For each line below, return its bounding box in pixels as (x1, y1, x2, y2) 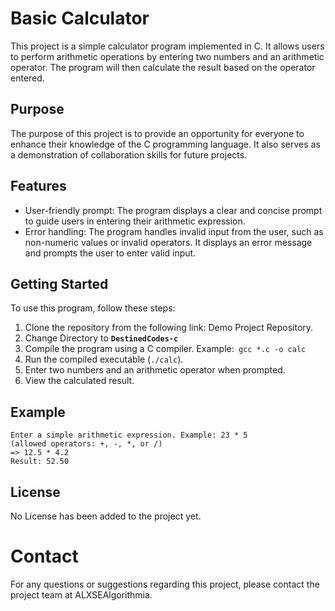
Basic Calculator (10, 7, 150, 30)
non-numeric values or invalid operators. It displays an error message (24, 236, 313, 248)
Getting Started (10, 275, 109, 292)
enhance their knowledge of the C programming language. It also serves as (10, 138, 321, 150)
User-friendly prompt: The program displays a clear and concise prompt (24, 204, 323, 216)
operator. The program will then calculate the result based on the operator (10, 61, 316, 73)
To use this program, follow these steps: (10, 302, 176, 314)
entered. (10, 72, 45, 84)
